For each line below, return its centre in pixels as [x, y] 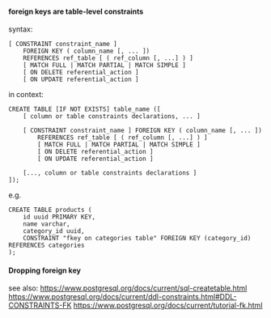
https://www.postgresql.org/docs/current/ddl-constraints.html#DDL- [123, 297]
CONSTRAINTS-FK [40, 305]
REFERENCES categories [47, 246]
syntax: [21, 29]
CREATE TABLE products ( [50, 210]
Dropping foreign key [44, 270]
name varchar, [47, 224]
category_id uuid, [54, 231]
